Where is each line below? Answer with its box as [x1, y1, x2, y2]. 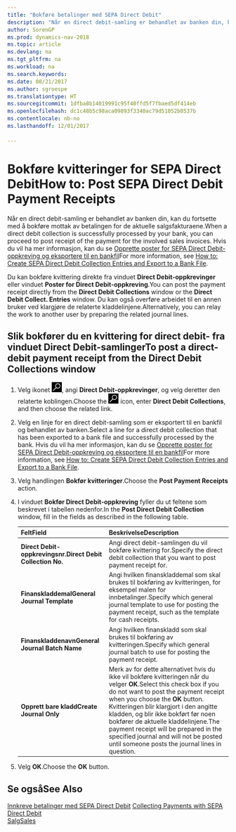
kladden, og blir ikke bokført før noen [108, 710, 216, 718]
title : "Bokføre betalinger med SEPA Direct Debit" [7, 11, 162, 18]
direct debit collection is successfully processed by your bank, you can [7, 229, 214, 238]
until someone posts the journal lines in [108, 739, 222, 748]
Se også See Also [7, 783, 83, 795]
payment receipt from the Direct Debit [32, 352, 202, 364]
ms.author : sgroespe [7, 85, 68, 93]
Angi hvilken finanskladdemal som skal [108, 571, 221, 579]
